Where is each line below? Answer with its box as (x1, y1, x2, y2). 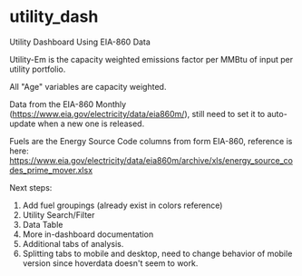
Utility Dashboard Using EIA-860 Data (9, 36, 151, 47)
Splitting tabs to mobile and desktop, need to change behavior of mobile (22, 248, 293, 259)
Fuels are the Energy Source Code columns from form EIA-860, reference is (9, 135, 293, 146)
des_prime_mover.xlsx (9, 164, 93, 175)
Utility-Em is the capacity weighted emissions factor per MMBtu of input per (9, 54, 294, 64)
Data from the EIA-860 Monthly (9, 98, 127, 110)
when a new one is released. (37, 118, 145, 129)
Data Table (22, 219, 63, 230)
